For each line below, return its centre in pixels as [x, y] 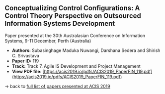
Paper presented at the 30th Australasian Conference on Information [75, 35]
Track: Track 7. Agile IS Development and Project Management [76, 66]
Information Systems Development [60, 23]
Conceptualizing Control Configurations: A [72, 8]
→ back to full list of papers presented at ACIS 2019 [57, 86]
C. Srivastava [25, 55]
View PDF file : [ [28, 71]
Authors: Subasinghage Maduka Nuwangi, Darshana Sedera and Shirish [86, 50]
